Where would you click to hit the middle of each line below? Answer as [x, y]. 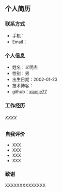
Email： [20, 42]
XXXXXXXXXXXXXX [25, 185]
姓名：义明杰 [25, 67]
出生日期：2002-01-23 [35, 79]
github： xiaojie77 [29, 92]
